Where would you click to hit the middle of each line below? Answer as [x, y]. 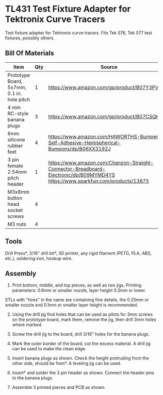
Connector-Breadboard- [77, 169]
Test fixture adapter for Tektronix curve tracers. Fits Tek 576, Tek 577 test [79, 33]
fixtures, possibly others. [30, 38]
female [15, 165]
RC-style [18, 113]
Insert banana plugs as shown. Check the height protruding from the [81, 358]
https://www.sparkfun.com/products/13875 [99, 181]
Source [109, 67]
